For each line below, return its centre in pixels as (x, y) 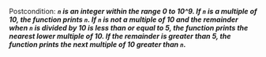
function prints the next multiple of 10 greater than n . (97, 45)
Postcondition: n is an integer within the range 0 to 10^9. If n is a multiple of (133, 11)
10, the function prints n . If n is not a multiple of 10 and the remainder (124, 20)
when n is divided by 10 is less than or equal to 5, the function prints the (129, 28)
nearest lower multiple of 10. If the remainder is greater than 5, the (120, 36)
